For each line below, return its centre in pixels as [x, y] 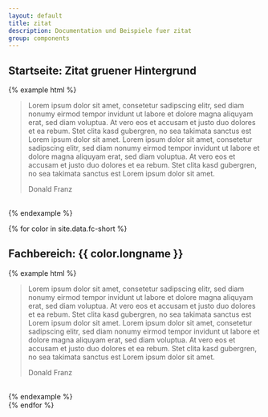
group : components [39, 38]
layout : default [35, 16]
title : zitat [30, 23]
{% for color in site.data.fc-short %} [68, 229]
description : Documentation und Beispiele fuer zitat [100, 30]
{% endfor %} [31, 405]
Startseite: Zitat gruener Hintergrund [102, 70]
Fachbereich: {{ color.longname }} [96, 254]
